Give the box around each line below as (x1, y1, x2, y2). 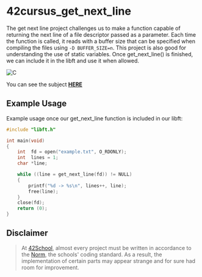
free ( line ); (28, 188, 59, 194)
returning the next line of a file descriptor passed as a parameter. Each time (6, 31, 197, 38)
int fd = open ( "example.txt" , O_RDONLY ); (17, 149, 127, 155)
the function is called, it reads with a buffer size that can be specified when (6, 37, 195, 45)
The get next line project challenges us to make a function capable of (6, 24, 181, 32)
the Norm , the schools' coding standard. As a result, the (21, 251, 162, 258)
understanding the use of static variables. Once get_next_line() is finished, (6, 50, 193, 57)
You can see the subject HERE (6, 81, 82, 88)
